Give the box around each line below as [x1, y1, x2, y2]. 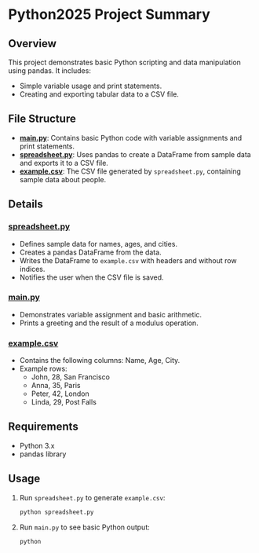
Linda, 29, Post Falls [31, 397, 97, 407]
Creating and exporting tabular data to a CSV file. [19, 90, 179, 99]
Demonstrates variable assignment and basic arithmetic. [19, 309, 202, 319]
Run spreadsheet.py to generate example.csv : [19, 493, 166, 502]
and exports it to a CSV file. [19, 158, 108, 167]
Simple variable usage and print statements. [19, 81, 162, 90]
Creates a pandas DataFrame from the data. [19, 247, 162, 257]
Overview [8, 37, 57, 50]
